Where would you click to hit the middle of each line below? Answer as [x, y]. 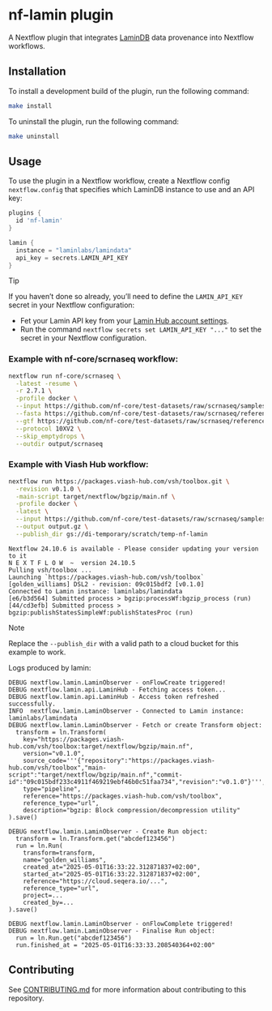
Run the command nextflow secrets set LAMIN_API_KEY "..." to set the [140, 329]
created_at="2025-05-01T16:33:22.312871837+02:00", [112, 867]
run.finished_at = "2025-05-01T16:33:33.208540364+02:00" [116, 945]
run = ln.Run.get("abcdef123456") [74, 938]
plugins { [25, 213]
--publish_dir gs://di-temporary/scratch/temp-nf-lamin [112, 534]
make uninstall [34, 136]
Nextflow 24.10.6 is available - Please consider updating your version [134, 549]
